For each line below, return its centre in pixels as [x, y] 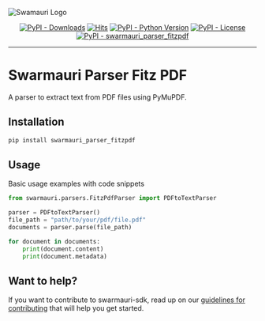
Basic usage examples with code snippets [76, 184]
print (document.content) [63, 249]
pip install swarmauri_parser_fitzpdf [72, 140]
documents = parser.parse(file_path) [70, 228]
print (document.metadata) [65, 256]
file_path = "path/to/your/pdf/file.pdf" [77, 220]
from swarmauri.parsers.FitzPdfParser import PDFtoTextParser [112, 198]
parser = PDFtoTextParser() [54, 213]
